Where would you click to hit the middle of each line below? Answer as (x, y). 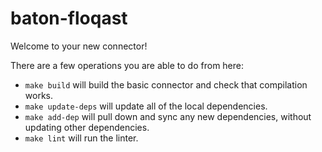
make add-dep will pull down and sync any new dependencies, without (168, 116)
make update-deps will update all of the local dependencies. (146, 106)
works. (38, 95)
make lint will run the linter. (81, 138)
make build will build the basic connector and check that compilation (166, 84)
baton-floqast (69, 18)
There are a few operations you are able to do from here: (127, 65)
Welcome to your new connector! (79, 46)
